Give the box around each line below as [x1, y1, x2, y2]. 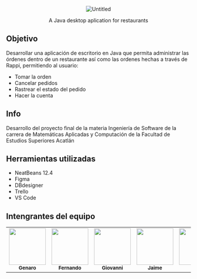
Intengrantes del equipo [6, 211, 96, 221]
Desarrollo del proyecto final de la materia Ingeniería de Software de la [6, 124, 177, 131]
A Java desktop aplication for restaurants [49, 17, 148, 23]
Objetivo [6, 34, 38, 44]
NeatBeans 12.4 [14, 169, 53, 176]
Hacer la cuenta [14, 91, 53, 99]
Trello [14, 188, 29, 195]
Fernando [58, 264, 81, 271]
